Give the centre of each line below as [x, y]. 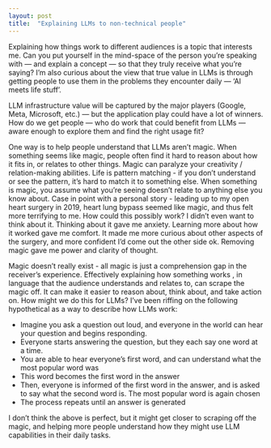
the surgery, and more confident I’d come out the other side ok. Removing [131, 241]
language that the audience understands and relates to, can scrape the [127, 283]
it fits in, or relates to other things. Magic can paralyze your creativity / [125, 164]
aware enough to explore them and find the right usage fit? [106, 131]
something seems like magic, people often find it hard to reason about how [133, 156]
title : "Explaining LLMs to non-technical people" [97, 23]
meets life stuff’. [35, 89]
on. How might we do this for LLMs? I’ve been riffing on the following [123, 300]
